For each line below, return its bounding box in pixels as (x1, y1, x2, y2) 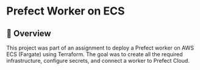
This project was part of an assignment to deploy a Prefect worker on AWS (6, 44, 194, 51)
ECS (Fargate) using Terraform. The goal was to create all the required (6, 51, 183, 58)
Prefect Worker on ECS (6, 4, 125, 18)
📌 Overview (6, 28, 51, 39)
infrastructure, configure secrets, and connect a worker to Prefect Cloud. (6, 57, 190, 64)
